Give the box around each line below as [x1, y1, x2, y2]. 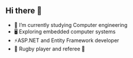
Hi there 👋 [5, 6, 42, 16]
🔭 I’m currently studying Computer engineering [13, 21, 128, 28]
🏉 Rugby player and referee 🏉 [13, 45, 86, 52]
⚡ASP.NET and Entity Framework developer [13, 36, 120, 44]
